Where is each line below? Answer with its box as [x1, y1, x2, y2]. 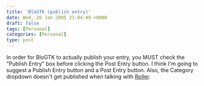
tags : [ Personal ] [6, 25, 51, 32]
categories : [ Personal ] [6, 31, 67, 38]
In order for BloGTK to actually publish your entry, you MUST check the [6, 54, 185, 61]
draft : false [6, 20, 40, 26]
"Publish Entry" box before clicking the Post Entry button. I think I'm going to [6, 60, 198, 67]
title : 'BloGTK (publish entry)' [6, 8, 91, 15]
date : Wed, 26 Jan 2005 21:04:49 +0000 [6, 15, 108, 21]
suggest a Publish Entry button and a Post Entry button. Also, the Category [6, 67, 194, 73]
